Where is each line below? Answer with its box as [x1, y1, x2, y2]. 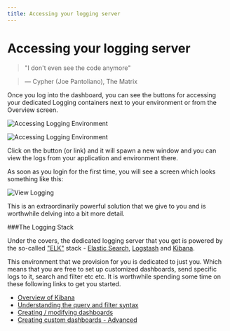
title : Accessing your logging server [7, 10, 121, 17]
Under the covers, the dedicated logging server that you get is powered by [7, 236, 223, 245]
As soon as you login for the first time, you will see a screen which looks [7, 167, 216, 176]
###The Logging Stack [7, 223, 74, 231]
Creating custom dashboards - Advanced [17, 316, 138, 324]
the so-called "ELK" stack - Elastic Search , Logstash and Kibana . [7, 244, 195, 252]
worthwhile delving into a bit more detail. [7, 209, 125, 218]
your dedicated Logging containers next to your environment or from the [7, 98, 217, 106]
